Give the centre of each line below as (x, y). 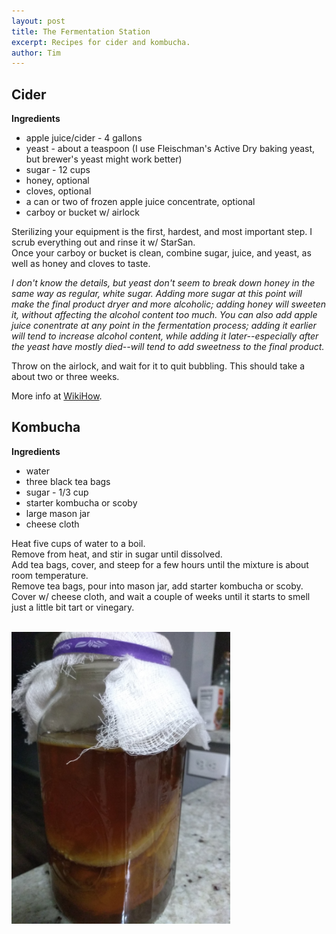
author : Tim (36, 53)
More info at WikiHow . (57, 396)
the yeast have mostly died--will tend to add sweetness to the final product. (168, 347)
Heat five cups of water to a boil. (78, 543)
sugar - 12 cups (58, 170)
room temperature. (50, 575)
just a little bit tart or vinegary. (73, 607)
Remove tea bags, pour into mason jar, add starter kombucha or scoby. (157, 586)
